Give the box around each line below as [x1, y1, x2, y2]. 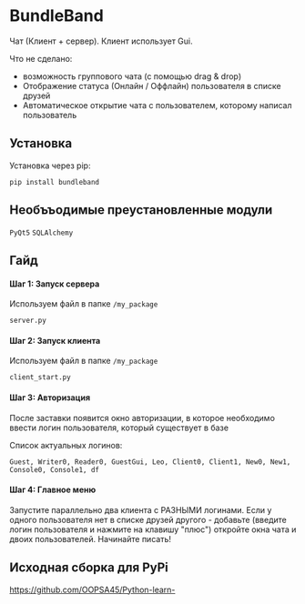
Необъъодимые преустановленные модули [9, 202, 273, 218]
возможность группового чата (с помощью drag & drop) [22, 70, 242, 82]
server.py [9, 316, 47, 326]
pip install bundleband [9, 177, 100, 186]
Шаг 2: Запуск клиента [9, 335, 101, 346]
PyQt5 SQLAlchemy [9, 228, 74, 237]
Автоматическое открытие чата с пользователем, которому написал [22, 99, 293, 110]
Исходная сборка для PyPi [9, 560, 168, 576]
